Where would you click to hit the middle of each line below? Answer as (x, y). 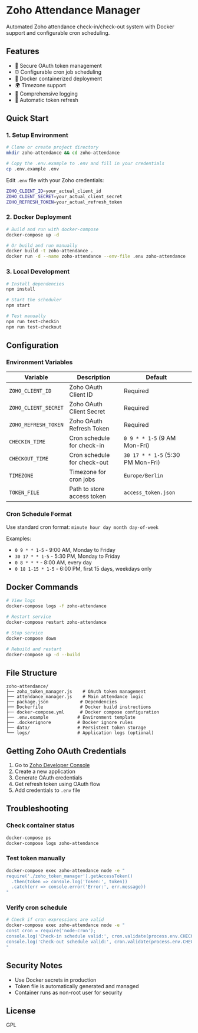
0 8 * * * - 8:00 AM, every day (53, 562)
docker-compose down (32, 638)
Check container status (40, 825)
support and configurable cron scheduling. (58, 32)
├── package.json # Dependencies (62, 702)
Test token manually (36, 858)
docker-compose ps (29, 838)
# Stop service (25, 633)
